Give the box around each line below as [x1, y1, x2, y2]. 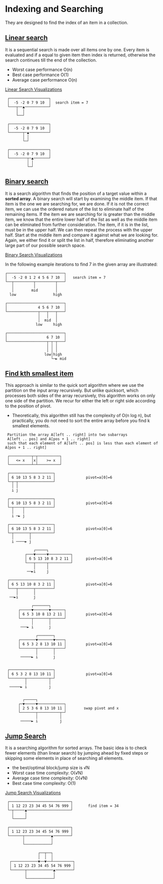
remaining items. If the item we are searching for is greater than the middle [5, 211, 155, 217]
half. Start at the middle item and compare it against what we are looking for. [5, 232, 159, 238]
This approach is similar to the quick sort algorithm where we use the [5, 382, 144, 388]
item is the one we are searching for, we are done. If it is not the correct [5, 201, 149, 207]
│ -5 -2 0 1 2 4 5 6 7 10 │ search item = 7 [5, 275, 106, 280]
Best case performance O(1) [12, 72, 69, 78]
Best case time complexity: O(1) [12, 780, 76, 786]
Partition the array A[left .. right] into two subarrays [7, 432, 128, 438]
